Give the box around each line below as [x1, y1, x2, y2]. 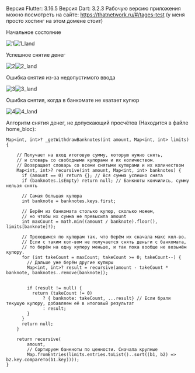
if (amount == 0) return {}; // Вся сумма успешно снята [21, 172, 163, 178]
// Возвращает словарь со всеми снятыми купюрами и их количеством [16, 163, 184, 168]
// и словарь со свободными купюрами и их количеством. [16, 157, 156, 163]
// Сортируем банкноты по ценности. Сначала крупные [27, 347, 158, 353]
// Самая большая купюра [21, 193, 82, 199]
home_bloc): [6, 126, 36, 132]
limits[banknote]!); [6, 224, 57, 230]
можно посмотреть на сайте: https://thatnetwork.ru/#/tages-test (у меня [6, 11, 185, 18]
